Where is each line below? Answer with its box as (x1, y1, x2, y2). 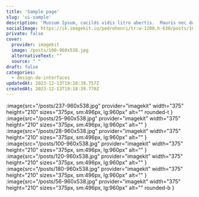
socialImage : (6, 25, 38, 31)
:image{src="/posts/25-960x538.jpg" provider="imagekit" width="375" (6, 115, 181, 122)
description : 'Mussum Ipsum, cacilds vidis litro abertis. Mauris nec (6, 20, 187, 26)
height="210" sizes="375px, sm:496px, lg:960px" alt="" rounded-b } (6, 184, 175, 191)
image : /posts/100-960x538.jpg (11, 47, 89, 53)
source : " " (11, 58, 41, 64)
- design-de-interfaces (11, 75, 70, 81)
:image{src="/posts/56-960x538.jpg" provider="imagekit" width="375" (6, 177, 181, 185)
